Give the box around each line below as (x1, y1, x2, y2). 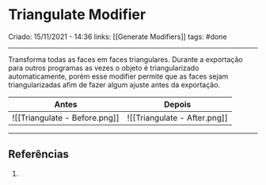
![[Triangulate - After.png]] (127, 112, 228, 123)
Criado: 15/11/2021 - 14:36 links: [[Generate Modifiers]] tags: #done (8, 32, 227, 41)
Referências (8, 148, 70, 161)
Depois (163, 98, 192, 110)
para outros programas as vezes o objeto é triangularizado (8, 63, 199, 72)
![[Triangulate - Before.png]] (12, 112, 120, 123)
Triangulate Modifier (8, 6, 146, 24)
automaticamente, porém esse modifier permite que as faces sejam (8, 71, 229, 81)
